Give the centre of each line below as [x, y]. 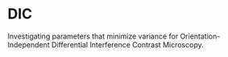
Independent [29, 44]
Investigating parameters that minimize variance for [93, 36]
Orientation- [200, 36]
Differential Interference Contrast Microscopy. [127, 44]
